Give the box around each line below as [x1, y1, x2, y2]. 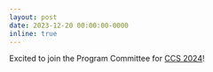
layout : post [9, 12, 58, 22]
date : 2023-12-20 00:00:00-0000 [9, 21, 129, 30]
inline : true [9, 29, 58, 38]
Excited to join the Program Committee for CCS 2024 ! [9, 54, 205, 64]
